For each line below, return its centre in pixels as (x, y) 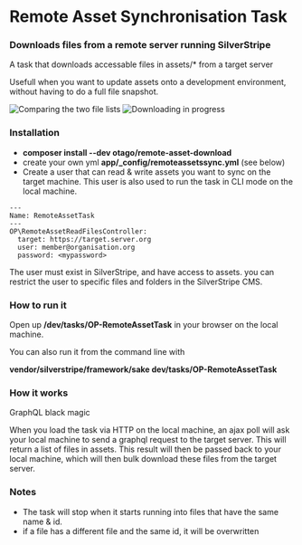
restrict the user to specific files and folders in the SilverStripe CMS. (136, 282)
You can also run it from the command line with (97, 352)
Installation (35, 133)
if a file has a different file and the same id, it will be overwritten (141, 531)
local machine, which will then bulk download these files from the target (143, 459)
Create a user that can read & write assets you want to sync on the (146, 172)
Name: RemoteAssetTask (52, 215)
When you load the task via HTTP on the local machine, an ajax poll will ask (150, 430)
